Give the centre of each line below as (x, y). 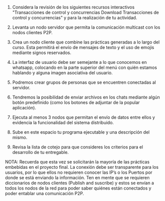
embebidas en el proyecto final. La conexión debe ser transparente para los (82, 167)
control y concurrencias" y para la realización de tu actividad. (75, 18)
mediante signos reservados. (42, 52)
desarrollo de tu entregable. (40, 152)
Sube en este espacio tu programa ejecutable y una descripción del (81, 132)
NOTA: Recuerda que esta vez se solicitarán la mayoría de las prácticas (77, 162)
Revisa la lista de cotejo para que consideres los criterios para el (78, 147)
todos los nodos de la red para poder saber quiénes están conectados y (78, 188)
